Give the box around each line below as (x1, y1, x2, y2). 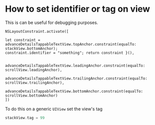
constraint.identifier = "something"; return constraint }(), (5, 50, 134, 55)
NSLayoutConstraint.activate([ (5, 29, 69, 34)
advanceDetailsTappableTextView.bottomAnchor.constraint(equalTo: (5, 89, 143, 94)
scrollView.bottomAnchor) (5, 93, 58, 98)
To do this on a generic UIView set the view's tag (5, 106, 103, 112)
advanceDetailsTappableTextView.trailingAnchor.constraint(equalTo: (5, 76, 148, 81)
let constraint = (5, 38, 41, 42)
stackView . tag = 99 (5, 115, 45, 120)
